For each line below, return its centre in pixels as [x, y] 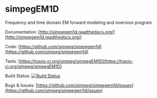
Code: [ [13, 46]
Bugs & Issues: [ [21, 85]
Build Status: [18, 76]
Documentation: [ [22, 32]
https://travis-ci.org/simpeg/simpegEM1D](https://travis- [76, 61]
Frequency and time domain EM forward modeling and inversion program [78, 22]
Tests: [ [13, 61]
